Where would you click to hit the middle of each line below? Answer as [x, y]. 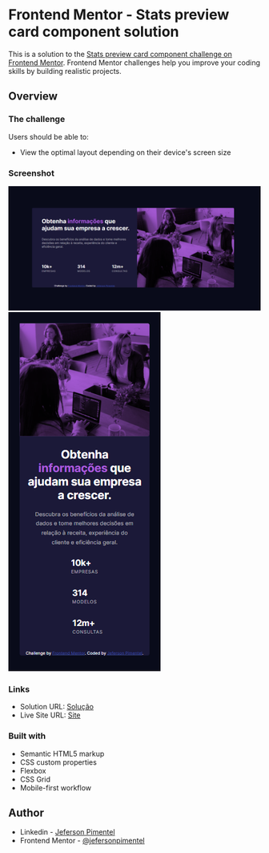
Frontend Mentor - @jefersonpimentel [82, 841]
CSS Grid [35, 779]
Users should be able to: [49, 136]
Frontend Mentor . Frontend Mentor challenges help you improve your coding [134, 63]
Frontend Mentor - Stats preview [119, 15]
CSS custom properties [58, 762]
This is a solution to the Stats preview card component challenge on [120, 54]
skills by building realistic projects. [65, 71]
